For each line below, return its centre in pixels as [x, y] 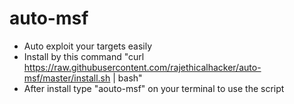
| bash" [127, 78]
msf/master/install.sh [67, 78]
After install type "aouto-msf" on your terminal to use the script [154, 88]
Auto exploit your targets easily [88, 46]
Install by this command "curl [84, 56]
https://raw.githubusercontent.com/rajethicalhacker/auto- [142, 67]
